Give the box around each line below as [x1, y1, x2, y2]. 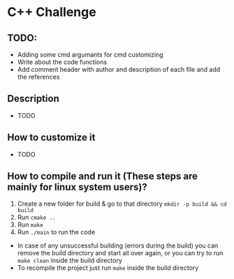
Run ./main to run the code [17, 228, 96, 236]
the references [17, 73, 60, 81]
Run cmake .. [17, 213, 56, 222]
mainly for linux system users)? [7, 181, 148, 193]
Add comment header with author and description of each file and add [17, 66, 221, 73]
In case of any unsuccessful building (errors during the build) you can [17, 241, 219, 250]
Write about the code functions [17, 58, 107, 66]
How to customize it [7, 132, 96, 144]
